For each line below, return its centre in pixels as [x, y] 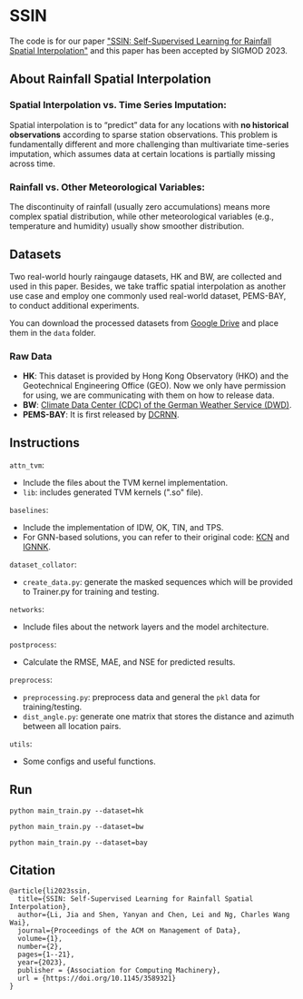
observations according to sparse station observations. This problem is [144, 134]
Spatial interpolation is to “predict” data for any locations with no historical [149, 124]
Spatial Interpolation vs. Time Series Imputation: [118, 105]
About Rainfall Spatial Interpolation [110, 79]
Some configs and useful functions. [89, 761]
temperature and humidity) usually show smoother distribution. [127, 226]
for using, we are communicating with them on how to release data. [148, 395]
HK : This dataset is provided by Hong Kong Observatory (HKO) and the [156, 376]
